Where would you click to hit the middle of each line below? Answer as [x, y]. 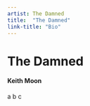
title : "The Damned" [39, 20]
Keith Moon [25, 81]
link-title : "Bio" [34, 26]
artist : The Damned [36, 14]
